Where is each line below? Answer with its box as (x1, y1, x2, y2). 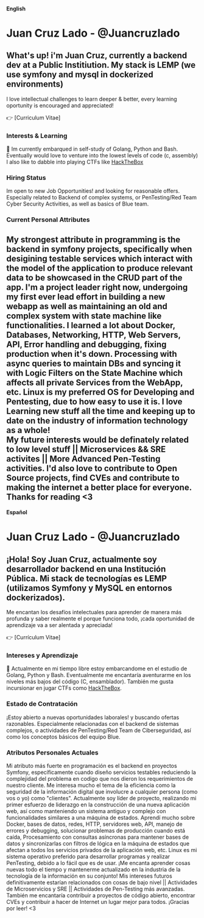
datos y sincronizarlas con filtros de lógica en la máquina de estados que (6, 839, 190, 847)
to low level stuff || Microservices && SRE (6, 444, 166, 454)
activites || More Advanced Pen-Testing (6, 453, 161, 464)
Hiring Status (6, 173, 46, 182)
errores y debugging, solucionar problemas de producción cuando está (6, 827, 186, 834)
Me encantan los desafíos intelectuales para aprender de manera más (6, 609, 182, 616)
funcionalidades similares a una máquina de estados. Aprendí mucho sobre (6, 814, 195, 821)
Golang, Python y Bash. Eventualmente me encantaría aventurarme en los (6, 672, 191, 679)
